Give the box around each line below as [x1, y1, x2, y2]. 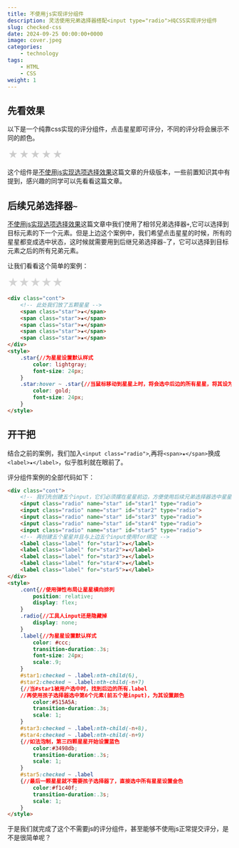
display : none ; [33, 619, 78, 626]
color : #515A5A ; [33, 698, 78, 706]
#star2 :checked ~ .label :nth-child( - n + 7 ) [20, 678, 144, 686]
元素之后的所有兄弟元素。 [7, 247, 83, 254]
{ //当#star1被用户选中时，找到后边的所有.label [20, 685, 148, 692]
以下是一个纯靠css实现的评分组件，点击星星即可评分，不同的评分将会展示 [7, 125, 223, 134]
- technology [20, 50, 59, 58]
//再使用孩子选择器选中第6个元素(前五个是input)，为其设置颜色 [20, 692, 185, 699]
